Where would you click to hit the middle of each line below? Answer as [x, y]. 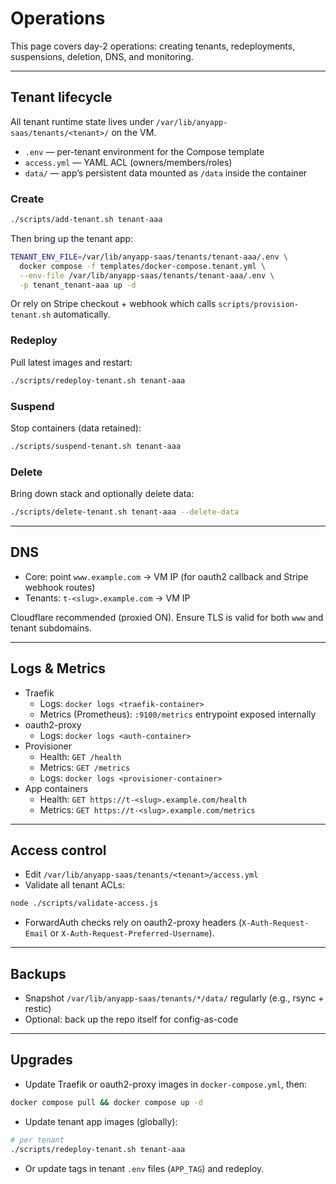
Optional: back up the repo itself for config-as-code [131, 1019]
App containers [56, 788]
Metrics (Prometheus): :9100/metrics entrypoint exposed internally [178, 714]
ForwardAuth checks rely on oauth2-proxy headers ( [133, 923]
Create [27, 199]
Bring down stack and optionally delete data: [102, 494]
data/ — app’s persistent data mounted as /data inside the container [166, 173]
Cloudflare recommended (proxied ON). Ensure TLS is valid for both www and [167, 617]
